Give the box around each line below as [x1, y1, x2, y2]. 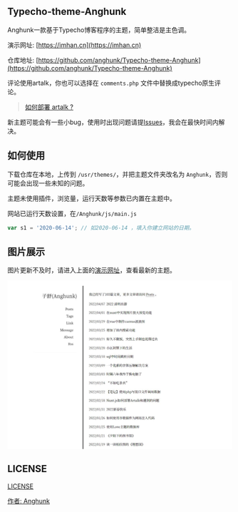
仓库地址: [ [7, 56, 39, 64]
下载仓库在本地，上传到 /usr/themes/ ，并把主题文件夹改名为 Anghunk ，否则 [7, 170, 228, 178]
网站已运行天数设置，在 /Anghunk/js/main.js [7, 209, 138, 217]
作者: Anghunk [7, 496, 50, 505]
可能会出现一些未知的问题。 [7, 178, 89, 188]
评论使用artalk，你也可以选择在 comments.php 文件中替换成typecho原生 [7, 78, 215, 87]
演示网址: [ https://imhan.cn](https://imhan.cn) [7, 41, 142, 49]
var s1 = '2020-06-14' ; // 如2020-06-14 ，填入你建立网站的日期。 [7, 224, 195, 231]
